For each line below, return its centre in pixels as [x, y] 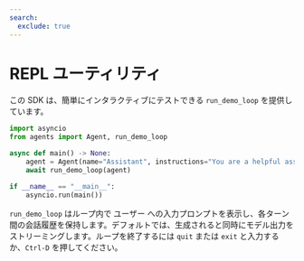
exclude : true [44, 26]
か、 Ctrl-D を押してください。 [66, 247]
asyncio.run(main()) [64, 195]
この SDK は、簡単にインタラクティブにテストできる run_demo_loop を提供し [151, 100]
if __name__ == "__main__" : [62, 186]
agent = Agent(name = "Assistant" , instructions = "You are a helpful [153, 162]
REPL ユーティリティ [85, 74]
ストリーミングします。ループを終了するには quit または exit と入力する [144, 236]
